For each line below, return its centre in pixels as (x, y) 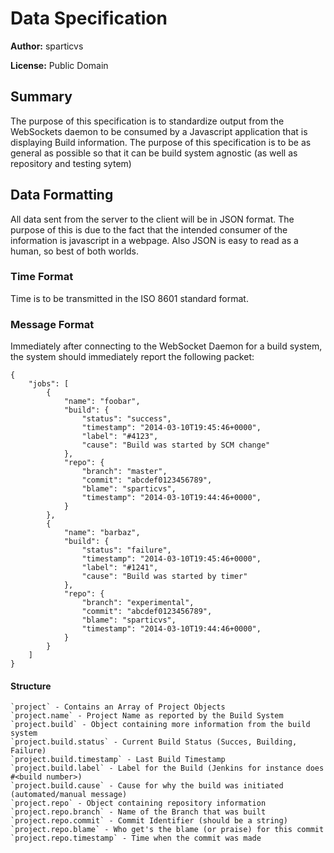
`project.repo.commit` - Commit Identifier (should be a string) (149, 821)
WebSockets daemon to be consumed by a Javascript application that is (159, 131)
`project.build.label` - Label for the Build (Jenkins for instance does (167, 768)
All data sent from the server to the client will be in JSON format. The (152, 219)
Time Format (42, 277)
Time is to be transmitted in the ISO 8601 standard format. (129, 298)
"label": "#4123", (120, 437)
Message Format (52, 324)
